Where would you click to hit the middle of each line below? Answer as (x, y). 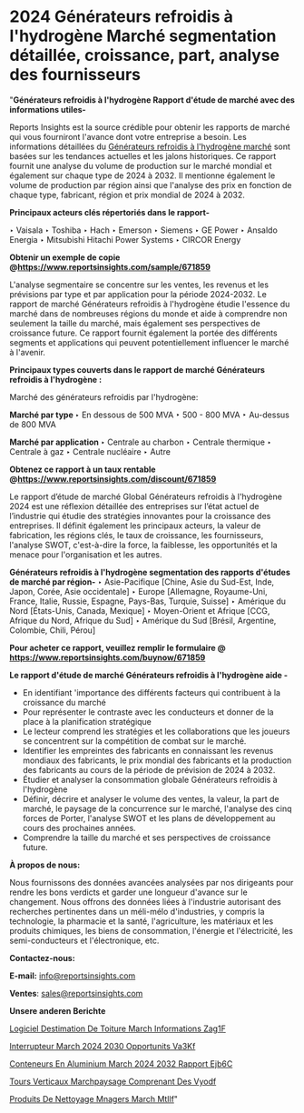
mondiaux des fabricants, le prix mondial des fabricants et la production (157, 760)
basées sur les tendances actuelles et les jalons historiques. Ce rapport (143, 155)
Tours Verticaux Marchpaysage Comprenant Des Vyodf (113, 1081)
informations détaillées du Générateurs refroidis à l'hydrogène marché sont (150, 146)
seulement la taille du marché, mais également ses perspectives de (135, 323)
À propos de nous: (45, 865)
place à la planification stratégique (87, 721)
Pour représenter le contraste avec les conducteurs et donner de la (148, 712)
